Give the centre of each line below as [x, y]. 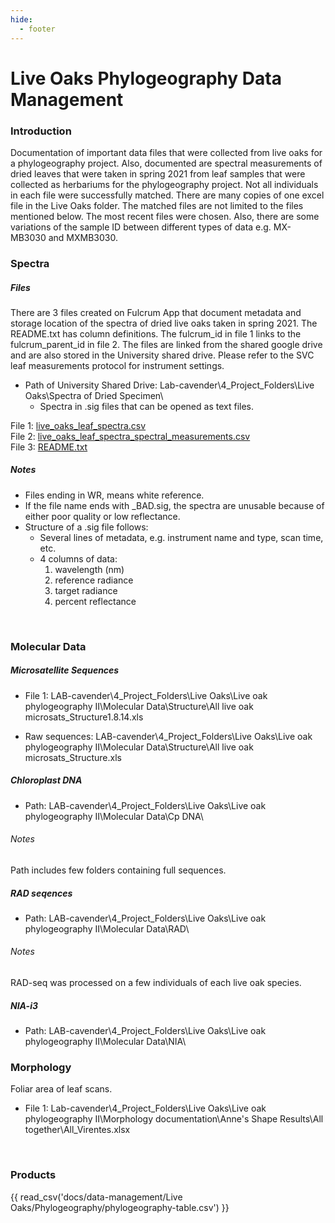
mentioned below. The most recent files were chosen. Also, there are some [165, 216]
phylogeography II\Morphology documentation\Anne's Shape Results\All [174, 1119]
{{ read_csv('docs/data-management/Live [96, 1197]
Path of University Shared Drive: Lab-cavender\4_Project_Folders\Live [169, 385]
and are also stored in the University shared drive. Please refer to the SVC [162, 355]
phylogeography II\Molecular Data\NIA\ [105, 1042]
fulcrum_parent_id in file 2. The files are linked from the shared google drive [166, 344]
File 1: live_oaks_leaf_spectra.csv [78, 425]
